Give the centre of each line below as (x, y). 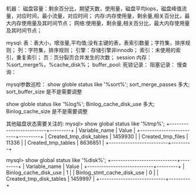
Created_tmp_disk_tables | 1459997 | (51, 179)
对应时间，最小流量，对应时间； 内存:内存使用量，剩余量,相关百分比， (101, 16)
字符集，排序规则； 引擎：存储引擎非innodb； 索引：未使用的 (102, 50)
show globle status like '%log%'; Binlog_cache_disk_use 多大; (80, 104)
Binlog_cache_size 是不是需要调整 (47, 111)
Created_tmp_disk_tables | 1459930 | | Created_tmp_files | (118, 136)
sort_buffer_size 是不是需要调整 (44, 92)
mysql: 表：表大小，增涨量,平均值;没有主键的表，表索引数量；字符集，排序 (96, 43)
